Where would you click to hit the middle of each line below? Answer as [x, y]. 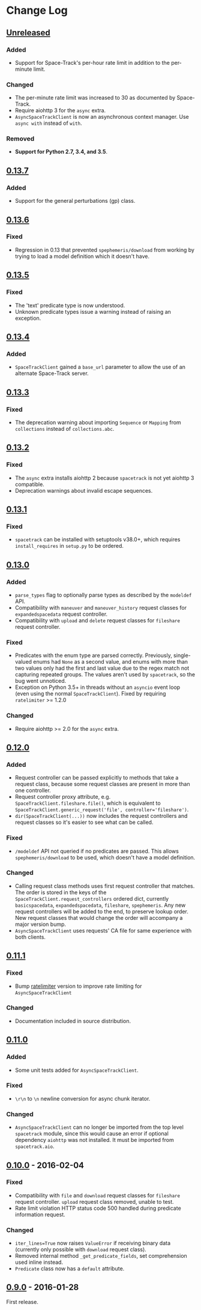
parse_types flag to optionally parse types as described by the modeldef [103, 595]
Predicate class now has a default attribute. [70, 1269]
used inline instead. [39, 1262]
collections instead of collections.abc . [64, 428]
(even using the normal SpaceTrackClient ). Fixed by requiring [90, 694]
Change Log [37, 11]
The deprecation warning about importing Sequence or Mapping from [98, 422]
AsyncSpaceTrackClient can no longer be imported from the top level [99, 1127]
